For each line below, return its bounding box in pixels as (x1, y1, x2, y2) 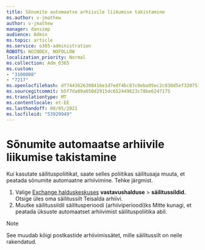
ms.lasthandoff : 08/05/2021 (6, 105, 78, 112)
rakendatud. (6, 238, 37, 246)
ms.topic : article (6, 37, 53, 43)
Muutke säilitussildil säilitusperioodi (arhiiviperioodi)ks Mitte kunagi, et (15, 202, 192, 209)
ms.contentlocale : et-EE (6, 99, 70, 105)
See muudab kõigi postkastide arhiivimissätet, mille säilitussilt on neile (6, 232, 182, 239)
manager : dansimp (6, 26, 51, 32)
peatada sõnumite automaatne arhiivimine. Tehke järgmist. (6, 177, 154, 184)
